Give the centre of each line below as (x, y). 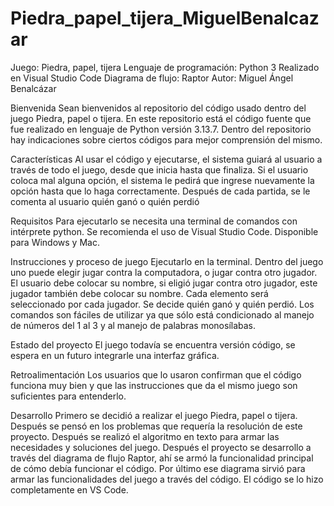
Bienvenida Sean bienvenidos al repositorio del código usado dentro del (158, 108)
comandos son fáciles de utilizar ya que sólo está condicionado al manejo (162, 314)
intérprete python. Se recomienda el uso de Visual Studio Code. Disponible (164, 231)
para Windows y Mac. (55, 242)
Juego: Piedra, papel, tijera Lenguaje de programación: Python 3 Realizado (165, 67)
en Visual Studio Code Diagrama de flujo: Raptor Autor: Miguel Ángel (152, 78)
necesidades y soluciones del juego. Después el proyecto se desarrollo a (161, 447)
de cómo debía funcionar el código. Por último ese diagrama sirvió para (158, 468)
